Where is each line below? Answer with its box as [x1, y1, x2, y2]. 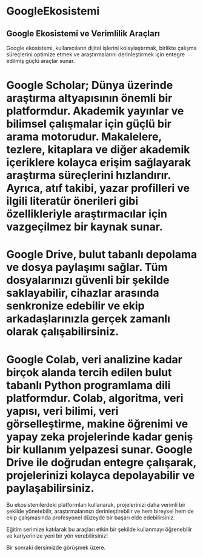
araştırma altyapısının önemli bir [6, 91, 173, 105]
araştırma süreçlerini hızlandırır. [6, 168, 171, 182]
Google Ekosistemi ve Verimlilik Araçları [6, 28, 161, 39]
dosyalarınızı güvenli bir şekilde [6, 274, 170, 287]
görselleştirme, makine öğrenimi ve [6, 417, 188, 430]
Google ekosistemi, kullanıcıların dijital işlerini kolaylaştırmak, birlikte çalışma [6, 44, 197, 51]
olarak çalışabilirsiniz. [6, 325, 119, 338]
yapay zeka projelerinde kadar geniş [6, 430, 193, 443]
